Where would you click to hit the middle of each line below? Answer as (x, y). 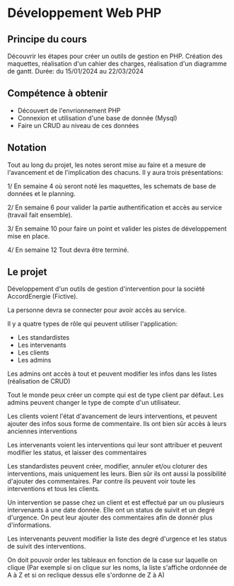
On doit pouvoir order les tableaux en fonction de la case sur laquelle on (112, 560)
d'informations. (29, 525)
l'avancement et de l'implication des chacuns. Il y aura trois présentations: (116, 172)
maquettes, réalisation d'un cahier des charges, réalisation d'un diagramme (117, 64)
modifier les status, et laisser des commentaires (77, 453)
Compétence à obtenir (58, 93)
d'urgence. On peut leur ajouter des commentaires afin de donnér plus (110, 517)
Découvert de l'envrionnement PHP (69, 110)
